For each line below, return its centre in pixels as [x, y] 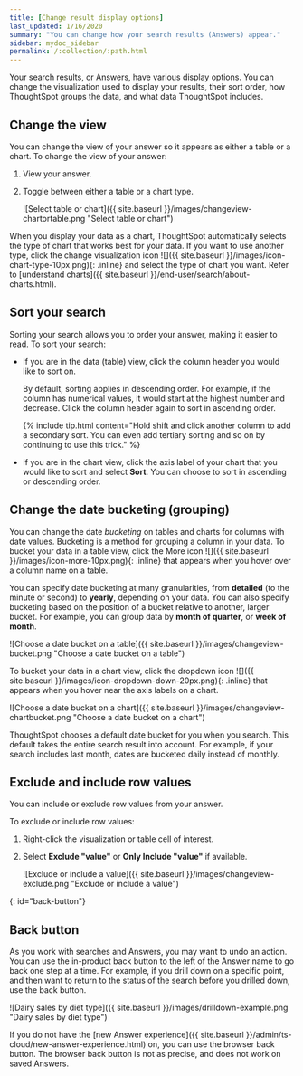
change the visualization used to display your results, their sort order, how [147, 87]
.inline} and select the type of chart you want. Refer [193, 264]
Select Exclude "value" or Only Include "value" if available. [135, 857]
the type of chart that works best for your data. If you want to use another [147, 245]
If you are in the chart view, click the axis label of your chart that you [150, 462]
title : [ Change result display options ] [87, 18]
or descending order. [62, 481]
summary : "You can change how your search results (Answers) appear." [145, 34]
